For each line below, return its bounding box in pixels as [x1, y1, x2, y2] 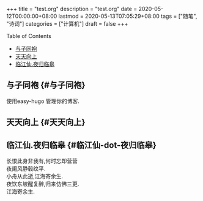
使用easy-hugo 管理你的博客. [6, 97, 79, 105]
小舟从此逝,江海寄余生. [6, 173, 64, 180]
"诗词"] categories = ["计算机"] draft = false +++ [6, 20, 128, 27]
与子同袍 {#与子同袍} [6, 80, 86, 91]
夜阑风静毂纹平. [6, 165, 46, 172]
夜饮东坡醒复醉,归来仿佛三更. [6, 180, 79, 188]
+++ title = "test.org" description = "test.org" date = [6, 6, 138, 12]
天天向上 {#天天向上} [6, 117, 86, 127]
